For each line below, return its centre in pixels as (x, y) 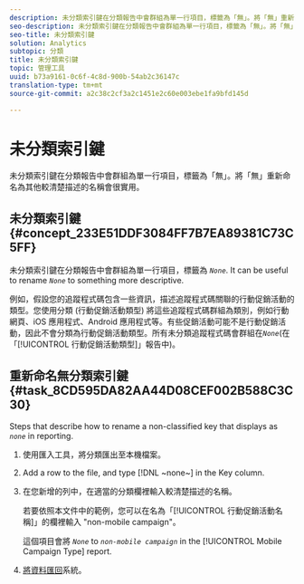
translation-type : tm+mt (56, 85)
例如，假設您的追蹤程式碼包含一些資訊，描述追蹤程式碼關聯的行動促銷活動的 (152, 299)
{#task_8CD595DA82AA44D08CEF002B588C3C (152, 390)
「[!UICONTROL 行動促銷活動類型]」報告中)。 (95, 344)
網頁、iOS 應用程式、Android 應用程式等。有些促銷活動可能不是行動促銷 (144, 321)
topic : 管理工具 (37, 69)
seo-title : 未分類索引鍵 (52, 34)
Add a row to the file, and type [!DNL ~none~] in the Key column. (143, 473)
